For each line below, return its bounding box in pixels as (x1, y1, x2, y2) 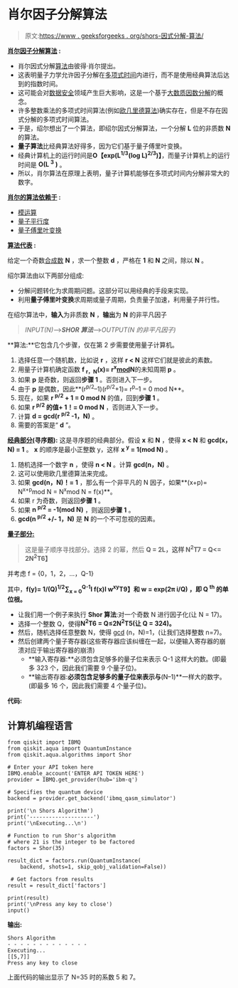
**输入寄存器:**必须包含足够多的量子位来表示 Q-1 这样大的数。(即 (28, 655, 221, 663)
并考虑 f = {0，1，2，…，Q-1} (7, 569, 94, 578)
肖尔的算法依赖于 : (7, 193, 61, 201)
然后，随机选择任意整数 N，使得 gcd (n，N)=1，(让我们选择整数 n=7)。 (17, 628, 226, 637)
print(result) (7, 895, 50, 902)
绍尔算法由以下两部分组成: (7, 271, 85, 280)
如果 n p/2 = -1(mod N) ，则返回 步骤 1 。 (17, 504, 135, 514)
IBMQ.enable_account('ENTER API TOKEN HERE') (7, 770, 144, 777)
